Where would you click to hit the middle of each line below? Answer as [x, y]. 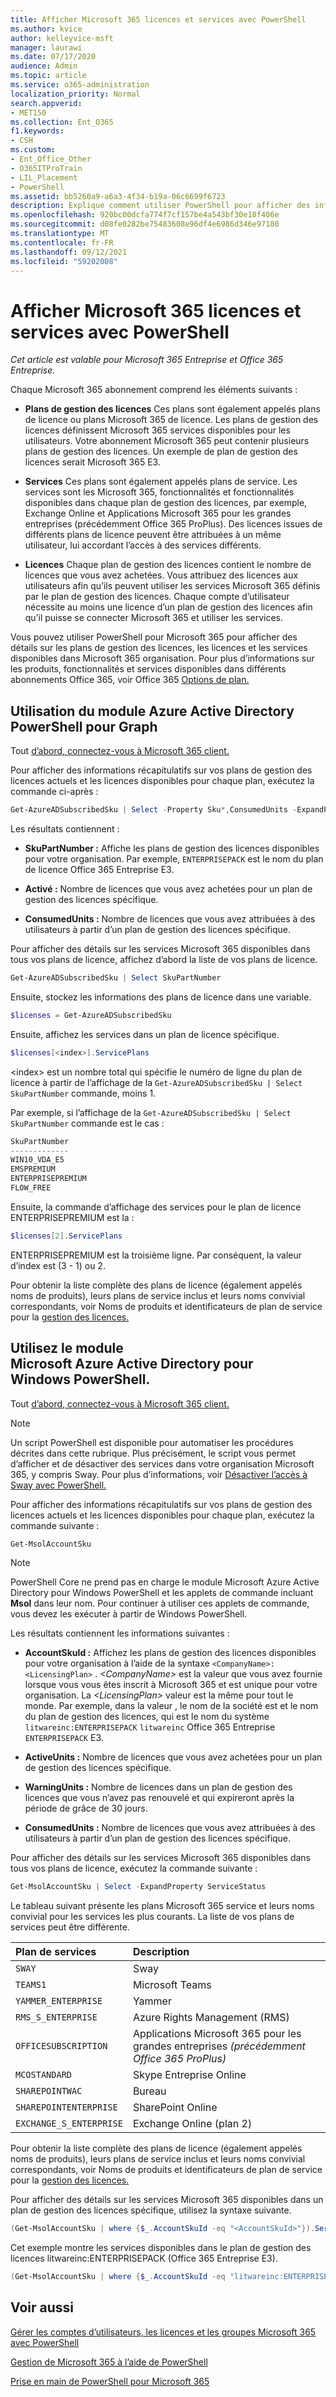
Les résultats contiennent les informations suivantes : [120, 1633]
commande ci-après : [54, 792]
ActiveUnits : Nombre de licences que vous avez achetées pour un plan [173, 1757]
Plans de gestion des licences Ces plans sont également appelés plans [172, 409]
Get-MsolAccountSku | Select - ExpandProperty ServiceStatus [138, 1887]
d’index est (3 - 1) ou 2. [58, 1265]
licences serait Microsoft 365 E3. [92, 462]
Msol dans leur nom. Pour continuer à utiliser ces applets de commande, [160, 1603]
